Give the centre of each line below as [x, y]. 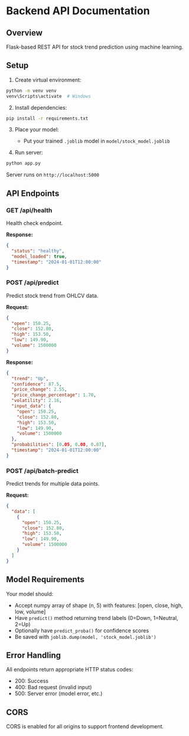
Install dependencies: [41, 107]
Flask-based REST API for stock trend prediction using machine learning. [95, 47]
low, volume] [30, 612]
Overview [25, 33]
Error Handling [33, 655]
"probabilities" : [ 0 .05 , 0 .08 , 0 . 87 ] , [59, 445]
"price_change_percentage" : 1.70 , [54, 395]
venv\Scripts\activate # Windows [49, 96]
